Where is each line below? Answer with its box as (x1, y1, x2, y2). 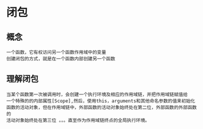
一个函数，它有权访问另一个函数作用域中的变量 (6, 49, 107, 55)
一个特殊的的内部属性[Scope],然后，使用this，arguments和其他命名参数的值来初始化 (6, 98, 196, 104)
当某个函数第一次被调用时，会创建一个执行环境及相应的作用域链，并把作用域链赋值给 (6, 91, 188, 97)
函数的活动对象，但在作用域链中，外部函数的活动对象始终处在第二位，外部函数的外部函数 (6, 104, 197, 110)
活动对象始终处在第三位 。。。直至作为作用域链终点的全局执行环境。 (6, 117, 150, 124)
